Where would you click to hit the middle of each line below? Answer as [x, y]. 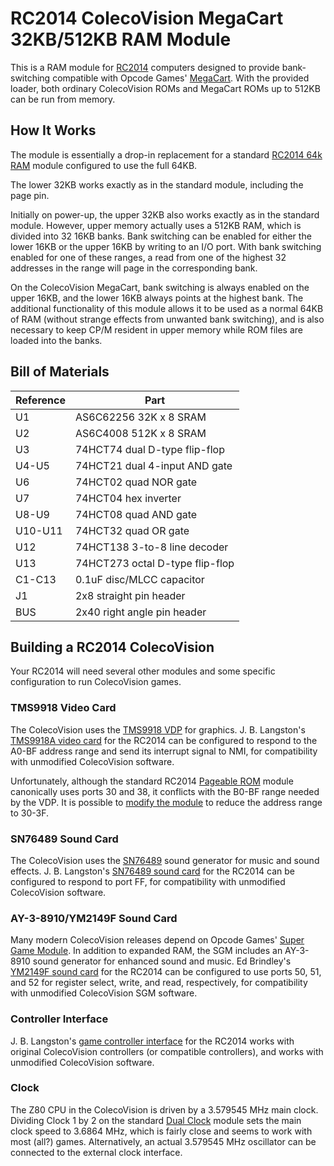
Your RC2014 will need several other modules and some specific [143, 671]
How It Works [53, 130]
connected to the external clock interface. [96, 1152]
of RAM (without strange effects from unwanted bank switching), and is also [167, 319]
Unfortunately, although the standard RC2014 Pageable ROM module [152, 781]
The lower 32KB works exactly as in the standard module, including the [157, 184]
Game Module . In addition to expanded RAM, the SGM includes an [146, 951]
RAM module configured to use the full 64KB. [104, 165]
